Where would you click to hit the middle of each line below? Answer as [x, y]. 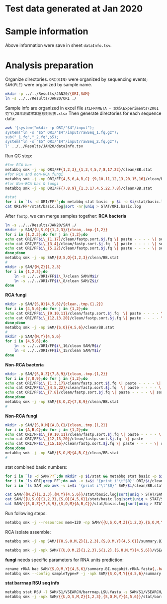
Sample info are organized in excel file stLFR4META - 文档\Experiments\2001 [82, 108]
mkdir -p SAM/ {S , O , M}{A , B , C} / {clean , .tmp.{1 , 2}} [56, 425]
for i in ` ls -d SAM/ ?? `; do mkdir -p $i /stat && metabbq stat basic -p [81, 476]
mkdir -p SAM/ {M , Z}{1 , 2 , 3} [33, 267]
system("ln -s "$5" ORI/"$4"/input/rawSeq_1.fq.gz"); [62, 132]
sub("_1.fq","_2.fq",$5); [32, 137]
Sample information [47, 32]
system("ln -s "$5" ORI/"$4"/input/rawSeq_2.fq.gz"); [62, 142]
